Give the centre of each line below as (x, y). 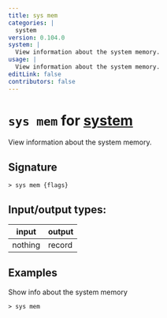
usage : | (22, 60)
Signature (33, 167)
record (60, 245)
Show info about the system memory (68, 292)
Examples (33, 273)
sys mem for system (71, 120)
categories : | (32, 23)
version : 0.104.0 (37, 37)
